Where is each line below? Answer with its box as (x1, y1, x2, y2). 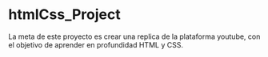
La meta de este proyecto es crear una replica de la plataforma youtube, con (8, 32, 261, 41)
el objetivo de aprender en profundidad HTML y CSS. (8, 40, 184, 49)
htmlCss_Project (8, 6, 122, 24)
